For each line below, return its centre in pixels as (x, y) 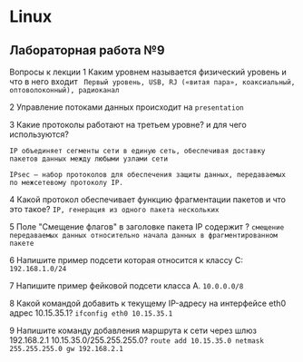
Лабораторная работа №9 (87, 50)
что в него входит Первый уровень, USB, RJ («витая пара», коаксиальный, (152, 82)
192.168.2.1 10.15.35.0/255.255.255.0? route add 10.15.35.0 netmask (137, 340)
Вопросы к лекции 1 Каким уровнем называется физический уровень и (148, 72)
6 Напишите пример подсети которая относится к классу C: (126, 260)
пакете (22, 243)
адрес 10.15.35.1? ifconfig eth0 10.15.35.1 (91, 313)
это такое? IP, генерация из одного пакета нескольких (114, 209)
